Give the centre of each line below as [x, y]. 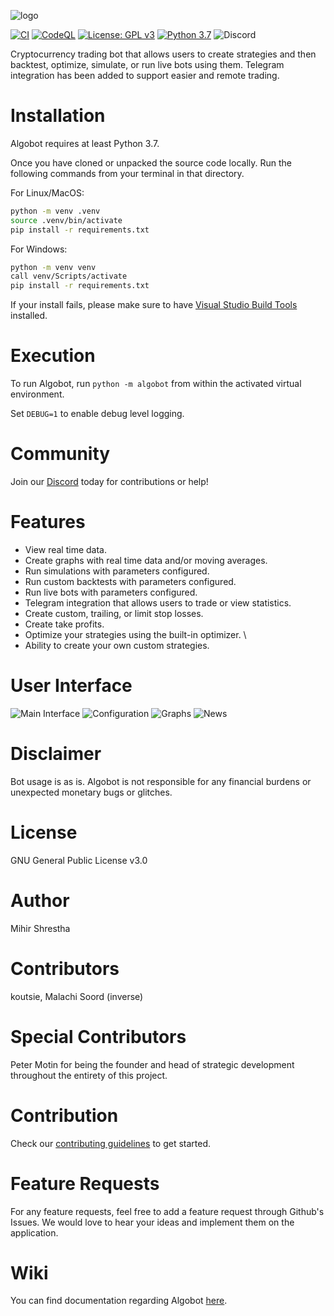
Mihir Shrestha [40, 928]
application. [34, 1232]
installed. [29, 316]
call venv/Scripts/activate [69, 276]
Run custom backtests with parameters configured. [130, 581]
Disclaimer [56, 754]
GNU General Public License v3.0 [79, 860]
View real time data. [65, 549]
